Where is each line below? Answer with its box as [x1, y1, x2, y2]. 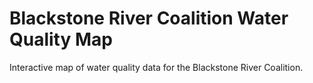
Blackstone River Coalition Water [9, 7, 289, 30]
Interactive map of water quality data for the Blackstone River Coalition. [9, 61, 304, 73]
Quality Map [9, 28, 113, 51]
